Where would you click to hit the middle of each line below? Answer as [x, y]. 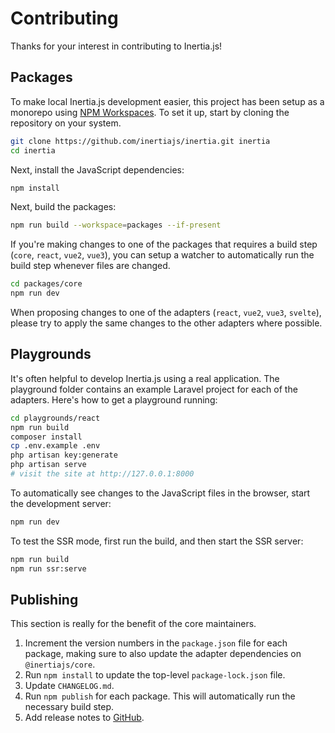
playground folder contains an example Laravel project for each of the [154, 389]
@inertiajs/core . [60, 664]
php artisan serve [48, 465]
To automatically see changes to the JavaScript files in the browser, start [160, 493]
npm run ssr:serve [48, 568]
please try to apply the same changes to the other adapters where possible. [166, 323]
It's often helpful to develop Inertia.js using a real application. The [145, 378]
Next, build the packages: [63, 207]
